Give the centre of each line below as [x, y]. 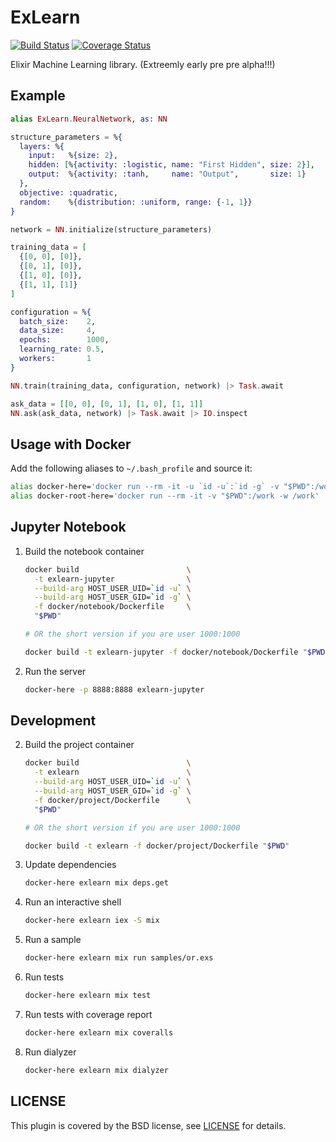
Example [38, 96]
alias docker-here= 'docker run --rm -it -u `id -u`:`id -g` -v [145, 487]
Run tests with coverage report [88, 1014]
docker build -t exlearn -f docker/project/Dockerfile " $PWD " [157, 846]
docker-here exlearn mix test [88, 996]
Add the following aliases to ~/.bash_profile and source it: [131, 468]
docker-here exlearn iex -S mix [92, 921]
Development [53, 721]
